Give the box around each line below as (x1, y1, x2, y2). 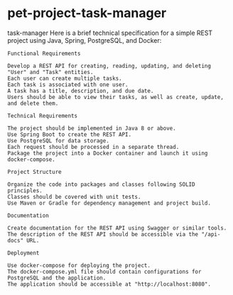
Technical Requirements (7, 112, 78, 119)
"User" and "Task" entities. (7, 68, 94, 76)
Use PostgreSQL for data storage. (7, 137, 110, 144)
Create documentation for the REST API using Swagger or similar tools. (7, 224, 227, 232)
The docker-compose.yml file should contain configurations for (7, 268, 202, 275)
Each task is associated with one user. (7, 81, 129, 88)
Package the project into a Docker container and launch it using (7, 150, 208, 157)
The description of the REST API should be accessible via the (7, 230, 199, 238)
